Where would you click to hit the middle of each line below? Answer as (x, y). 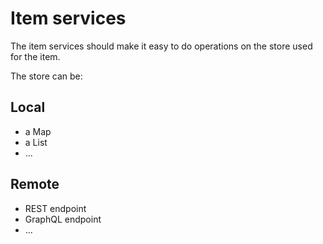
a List (36, 142)
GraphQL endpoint (63, 219)
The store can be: (46, 76)
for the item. (35, 56)
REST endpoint (55, 208)
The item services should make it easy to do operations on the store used (161, 46)
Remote (35, 184)
